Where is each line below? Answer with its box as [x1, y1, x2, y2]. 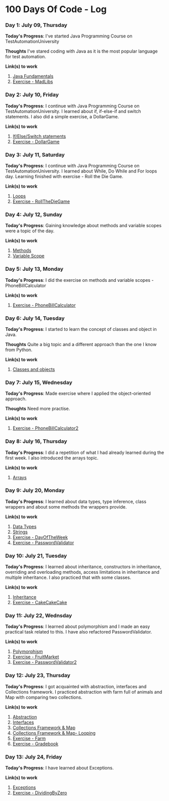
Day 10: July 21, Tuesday [5, 552, 67, 559]
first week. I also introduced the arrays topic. [5, 454, 99, 461]
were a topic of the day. [5, 228, 55, 234]
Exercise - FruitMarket [12, 654, 59, 660]
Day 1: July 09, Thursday [5, 22, 67, 29]
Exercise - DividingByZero [12, 790, 67, 796]
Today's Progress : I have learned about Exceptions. [5, 765, 114, 771]
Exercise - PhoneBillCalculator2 [12, 425, 79, 431]
